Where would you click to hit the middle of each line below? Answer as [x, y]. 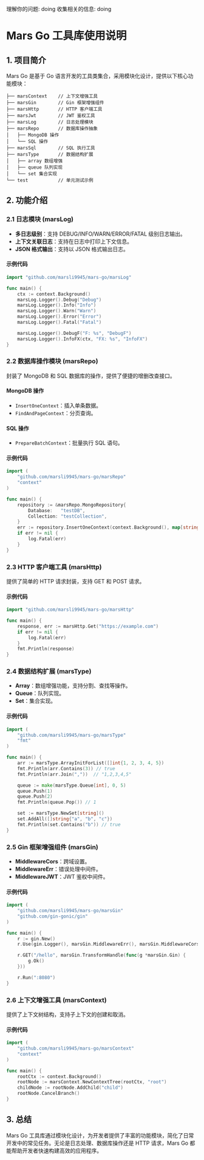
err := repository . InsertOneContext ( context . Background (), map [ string [108, 528]
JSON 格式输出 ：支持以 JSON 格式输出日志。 [72, 249]
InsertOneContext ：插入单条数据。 [58, 406]
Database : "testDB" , [57, 510]
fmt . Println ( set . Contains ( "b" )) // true [69, 824]
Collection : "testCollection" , [68, 516]
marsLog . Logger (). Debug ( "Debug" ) [59, 300]
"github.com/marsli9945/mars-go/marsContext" [76, 1049]
